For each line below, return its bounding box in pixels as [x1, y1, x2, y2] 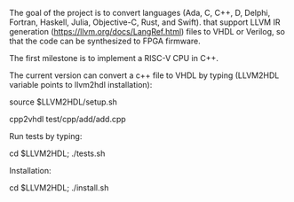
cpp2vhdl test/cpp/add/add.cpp [9, 114, 126, 124]
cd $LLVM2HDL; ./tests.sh [9, 148, 106, 159]
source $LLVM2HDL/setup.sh [9, 97, 118, 107]
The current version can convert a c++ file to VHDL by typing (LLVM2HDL [9, 70, 280, 81]
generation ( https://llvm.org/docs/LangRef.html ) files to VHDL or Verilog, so [9, 27, 286, 36]
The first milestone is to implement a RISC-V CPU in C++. [9, 53, 219, 63]
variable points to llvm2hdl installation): [9, 80, 153, 89]
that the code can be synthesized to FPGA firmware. [9, 35, 202, 46]
